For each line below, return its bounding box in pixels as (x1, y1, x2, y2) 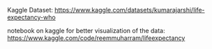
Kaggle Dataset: (7, 6, 54, 14)
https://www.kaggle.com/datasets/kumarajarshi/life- (54, 6, 205, 14)
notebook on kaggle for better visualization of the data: (7, 27, 165, 35)
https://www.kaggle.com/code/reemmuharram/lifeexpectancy (7, 34, 185, 42)
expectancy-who (7, 13, 56, 21)
